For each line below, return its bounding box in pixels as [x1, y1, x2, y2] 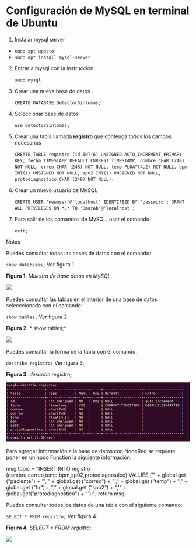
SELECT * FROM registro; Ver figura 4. [6, 513, 98, 520]
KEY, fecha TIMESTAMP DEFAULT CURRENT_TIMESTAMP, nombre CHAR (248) [14, 157, 185, 163]
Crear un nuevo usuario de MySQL [14, 186, 98, 194]
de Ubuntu [6, 16, 58, 30]
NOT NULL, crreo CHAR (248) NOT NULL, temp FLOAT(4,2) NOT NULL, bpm [14, 164, 188, 170]
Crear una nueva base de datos [14, 87, 90, 94]
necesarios [14, 139, 42, 146]
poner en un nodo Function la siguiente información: [6, 454, 132, 461]
